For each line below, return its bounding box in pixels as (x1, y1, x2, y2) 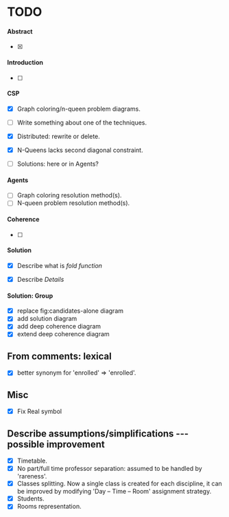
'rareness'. (16, 472, 47, 481)
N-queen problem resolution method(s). (16, 199, 130, 207)
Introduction (7, 58, 43, 66)
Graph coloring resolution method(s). (16, 191, 122, 199)
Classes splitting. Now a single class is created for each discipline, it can (16, 479, 223, 488)
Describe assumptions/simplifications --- (7, 428, 189, 439)
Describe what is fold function (16, 261, 103, 269)
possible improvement (7, 438, 105, 450)
